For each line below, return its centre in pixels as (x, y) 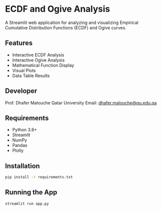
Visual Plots (24, 70)
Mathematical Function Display (43, 65)
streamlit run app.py (27, 204)
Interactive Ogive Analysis (38, 60)
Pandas (20, 146)
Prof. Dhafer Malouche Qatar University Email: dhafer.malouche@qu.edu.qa (81, 103)
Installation (22, 166)
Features (19, 43)
